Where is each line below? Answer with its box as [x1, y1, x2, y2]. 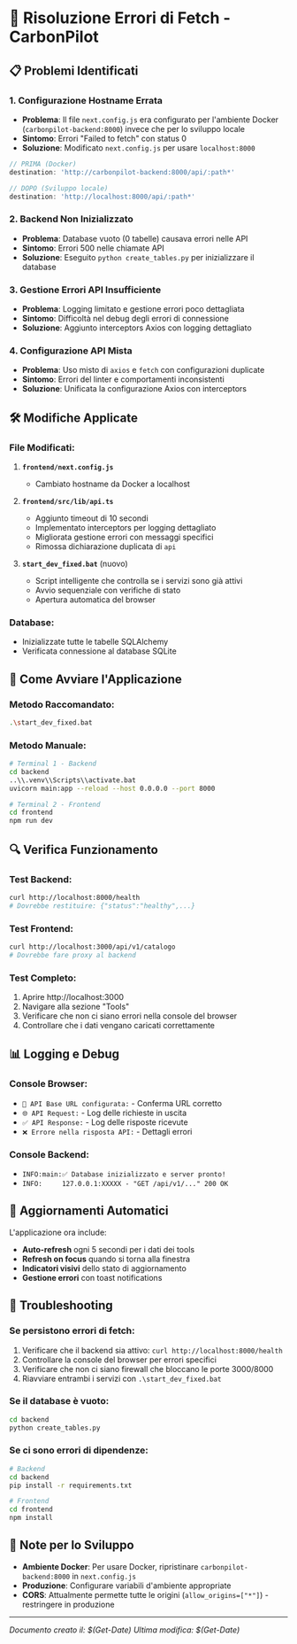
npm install [9, 1514, 53, 1523]
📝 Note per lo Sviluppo [9, 1538, 134, 1553]
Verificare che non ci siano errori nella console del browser [21, 1011, 238, 1021]
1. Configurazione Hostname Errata [9, 94, 164, 106]
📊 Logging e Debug [9, 1047, 120, 1062]
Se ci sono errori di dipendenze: [9, 1444, 148, 1456]
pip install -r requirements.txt [9, 1481, 133, 1490]
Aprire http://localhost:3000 [21, 992, 125, 1003]
